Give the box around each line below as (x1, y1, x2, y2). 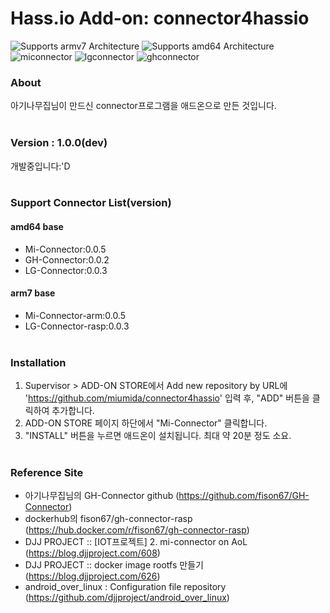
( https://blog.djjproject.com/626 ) (24, 570, 161, 582)
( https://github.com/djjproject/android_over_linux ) (24, 592, 230, 604)
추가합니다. (51, 405, 95, 417)
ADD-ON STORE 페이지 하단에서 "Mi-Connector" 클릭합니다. (24, 417, 268, 429)
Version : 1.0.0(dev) (10, 136, 108, 150)
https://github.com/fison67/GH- (178, 490, 310, 502)
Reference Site (10, 466, 84, 480)
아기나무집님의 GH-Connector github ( (24, 490, 180, 502)
